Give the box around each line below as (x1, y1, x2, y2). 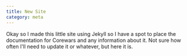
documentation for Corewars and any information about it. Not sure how (6, 37, 181, 44)
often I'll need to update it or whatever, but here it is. (6, 42, 133, 50)
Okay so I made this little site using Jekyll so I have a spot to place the (6, 30, 176, 37)
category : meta (6, 14, 44, 20)
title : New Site (6, 8, 46, 15)
